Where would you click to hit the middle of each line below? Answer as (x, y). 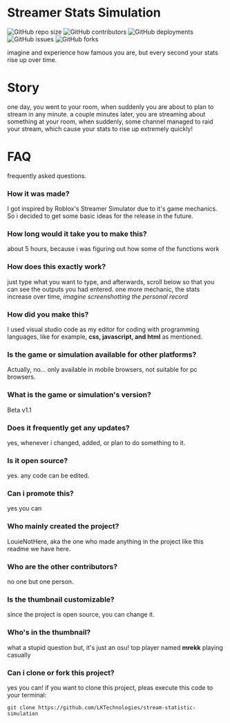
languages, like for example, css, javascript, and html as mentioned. (105, 337)
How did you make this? (48, 314)
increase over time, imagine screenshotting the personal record (98, 296)
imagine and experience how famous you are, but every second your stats (113, 52)
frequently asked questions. (47, 176)
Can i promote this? (40, 493)
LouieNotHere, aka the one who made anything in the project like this (105, 541)
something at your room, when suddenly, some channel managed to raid (110, 121)
